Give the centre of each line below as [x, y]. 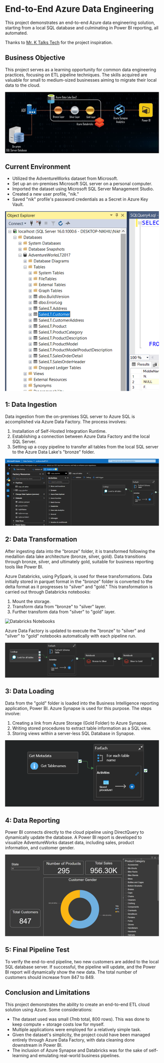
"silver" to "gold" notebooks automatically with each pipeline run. [71, 636]
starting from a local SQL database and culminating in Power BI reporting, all [82, 27]
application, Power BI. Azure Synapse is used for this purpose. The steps [78, 708]
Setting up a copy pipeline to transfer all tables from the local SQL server [85, 446]
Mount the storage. [31, 601]
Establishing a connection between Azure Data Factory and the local [81, 436]
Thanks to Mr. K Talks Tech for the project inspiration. [59, 42]
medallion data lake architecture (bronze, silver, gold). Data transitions [76, 556]
